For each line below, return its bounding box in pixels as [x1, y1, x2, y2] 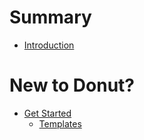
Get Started [23, 107, 72, 119]
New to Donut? [9, 74, 136, 97]
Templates [38, 117, 82, 130]
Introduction [23, 39, 75, 51]
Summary [9, 6, 92, 29]
